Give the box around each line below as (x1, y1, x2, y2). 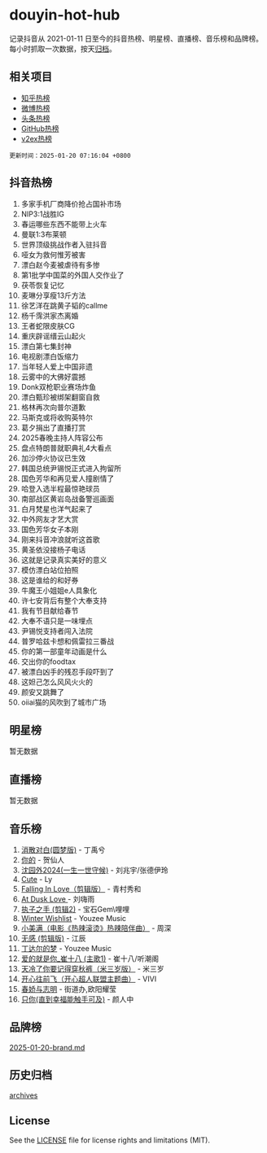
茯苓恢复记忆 (20, 280, 64, 290)
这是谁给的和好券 (20, 575, 79, 585)
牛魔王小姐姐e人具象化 (20, 585, 97, 595)
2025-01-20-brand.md (9, 1042, 85, 1052)
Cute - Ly (20, 875, 53, 884)
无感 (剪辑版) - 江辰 (20, 933, 86, 943)
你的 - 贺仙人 (20, 855, 65, 864)
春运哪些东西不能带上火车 (20, 219, 107, 229)
